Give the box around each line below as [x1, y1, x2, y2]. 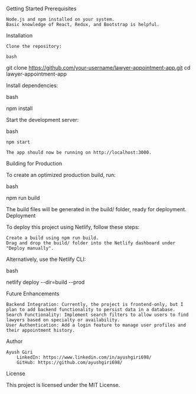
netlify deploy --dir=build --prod [6, 279, 85, 286]
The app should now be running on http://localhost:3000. [6, 150, 152, 156]
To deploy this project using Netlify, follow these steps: [6, 224, 140, 230]
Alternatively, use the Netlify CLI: [6, 256, 86, 263]
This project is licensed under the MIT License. [6, 382, 120, 388]
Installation [6, 32, 33, 39]
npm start [6, 139, 31, 145]
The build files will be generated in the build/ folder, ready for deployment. [6, 206, 187, 212]
